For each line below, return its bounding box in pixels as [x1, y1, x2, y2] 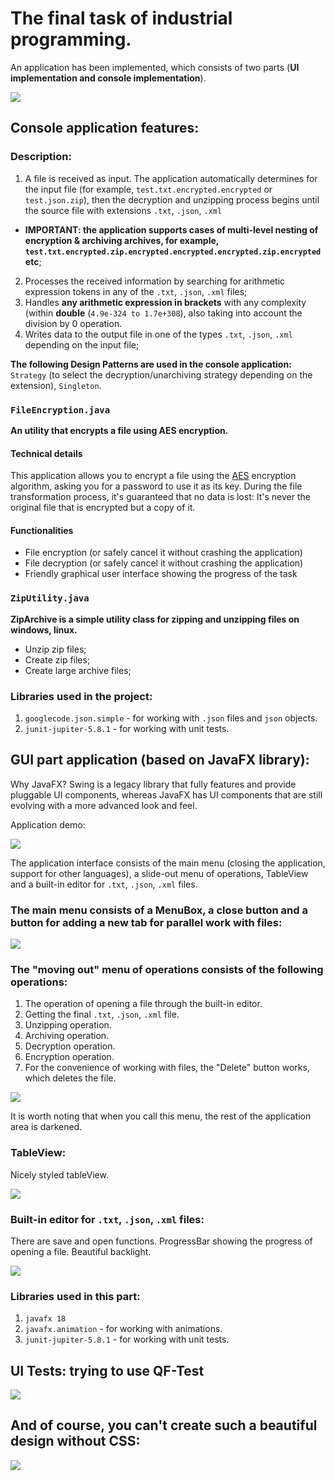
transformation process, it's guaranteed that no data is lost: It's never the [10, 491, 311, 503]
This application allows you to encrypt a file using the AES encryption [10, 470, 297, 482]
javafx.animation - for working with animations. [24, 1323, 223, 1335]
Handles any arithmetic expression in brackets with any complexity [24, 296, 307, 308]
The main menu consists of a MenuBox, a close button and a [10, 903, 308, 917]
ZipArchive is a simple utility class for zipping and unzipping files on [10, 613, 300, 625]
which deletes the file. [24, 1072, 117, 1084]
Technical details [10, 447, 83, 459]
